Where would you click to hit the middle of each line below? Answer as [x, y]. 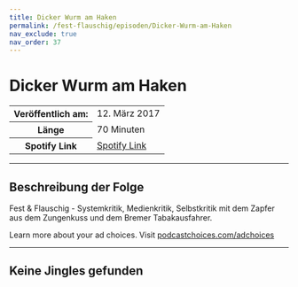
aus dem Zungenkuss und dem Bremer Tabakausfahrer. [111, 217]
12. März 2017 [129, 113]
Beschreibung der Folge [77, 187]
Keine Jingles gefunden [76, 271]
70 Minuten [121, 129]
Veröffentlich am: [51, 114]
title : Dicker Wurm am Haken [63, 17]
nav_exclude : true [43, 34]
